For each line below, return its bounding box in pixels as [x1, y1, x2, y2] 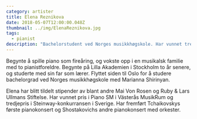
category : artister [6, 8, 54, 15]
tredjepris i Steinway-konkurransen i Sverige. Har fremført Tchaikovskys [6, 100, 181, 107]
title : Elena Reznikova [6, 14, 64, 20]
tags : [6, 30, 19, 36]
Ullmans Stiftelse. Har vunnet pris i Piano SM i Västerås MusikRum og [6, 93, 174, 100]
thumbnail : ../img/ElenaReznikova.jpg [6, 25, 101, 31]
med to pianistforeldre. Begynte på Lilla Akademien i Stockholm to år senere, [6, 63, 191, 70]
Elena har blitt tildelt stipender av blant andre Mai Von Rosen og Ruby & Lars [6, 87, 190, 94]
